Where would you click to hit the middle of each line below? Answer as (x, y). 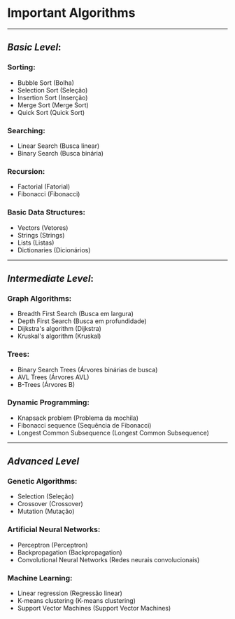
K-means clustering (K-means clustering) (77, 601)
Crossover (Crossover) (50, 504)
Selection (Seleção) (46, 496)
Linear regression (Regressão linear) (70, 593)
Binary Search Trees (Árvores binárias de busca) (87, 369)
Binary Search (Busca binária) (60, 153)
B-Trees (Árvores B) (46, 384)
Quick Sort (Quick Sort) (51, 112)
